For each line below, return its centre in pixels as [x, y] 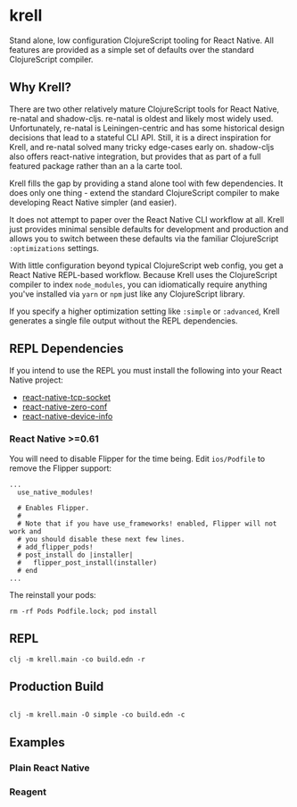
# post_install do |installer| [75, 555]
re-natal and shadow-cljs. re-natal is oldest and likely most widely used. [141, 118]
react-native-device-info [67, 416]
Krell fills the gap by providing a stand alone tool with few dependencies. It [146, 183]
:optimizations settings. [54, 248]
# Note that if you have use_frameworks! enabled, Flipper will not [147, 524]
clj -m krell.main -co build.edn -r [77, 659]
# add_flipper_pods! [55, 547]
